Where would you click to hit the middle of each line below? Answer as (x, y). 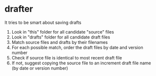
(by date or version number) (40, 68)
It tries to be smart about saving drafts (43, 22)
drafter (19, 9)
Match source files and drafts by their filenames (60, 42)
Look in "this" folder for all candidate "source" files (63, 32)
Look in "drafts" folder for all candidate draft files (61, 37)
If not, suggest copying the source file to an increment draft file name (81, 63)
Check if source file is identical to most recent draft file (67, 57)
